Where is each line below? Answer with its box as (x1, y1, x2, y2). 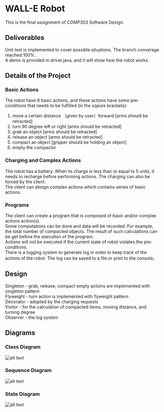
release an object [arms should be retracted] (12, 134, 103, 140)
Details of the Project (5, 72, 71, 80)
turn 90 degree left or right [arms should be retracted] (12, 124, 122, 130)
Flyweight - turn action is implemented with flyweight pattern (5, 293, 129, 299)
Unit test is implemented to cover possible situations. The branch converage (5, 46, 160, 52)
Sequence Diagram (5, 367, 52, 374)
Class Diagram (5, 343, 41, 350)
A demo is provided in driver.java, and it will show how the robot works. (5, 57, 149, 63)
